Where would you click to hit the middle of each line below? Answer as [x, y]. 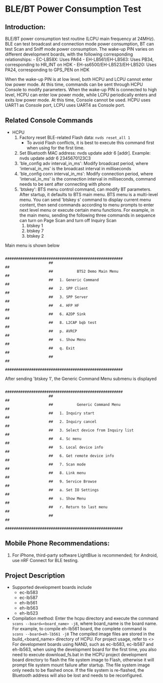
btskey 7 [35, 231]
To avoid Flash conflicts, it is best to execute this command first [90, 142]
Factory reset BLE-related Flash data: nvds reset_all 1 [75, 137]
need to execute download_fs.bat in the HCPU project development [80, 655]
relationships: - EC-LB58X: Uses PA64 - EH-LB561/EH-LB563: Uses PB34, [80, 59]
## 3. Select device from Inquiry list [91, 430]
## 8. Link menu [67, 473]
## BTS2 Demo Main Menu [83, 271]
